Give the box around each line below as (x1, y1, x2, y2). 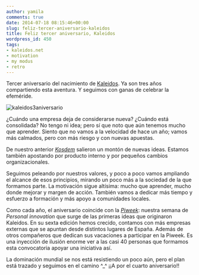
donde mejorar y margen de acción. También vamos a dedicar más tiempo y (6, 189, 193, 196)
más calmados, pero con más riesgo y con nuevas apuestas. (6, 135, 154, 142)
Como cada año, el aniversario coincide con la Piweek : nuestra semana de (6, 207, 188, 214)
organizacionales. (6, 158, 50, 166)
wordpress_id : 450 (6, 36, 52, 42)
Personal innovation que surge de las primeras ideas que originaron (6, 213, 172, 220)
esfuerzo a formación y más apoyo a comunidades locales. (6, 195, 151, 202)
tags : (6, 42, 20, 48)
